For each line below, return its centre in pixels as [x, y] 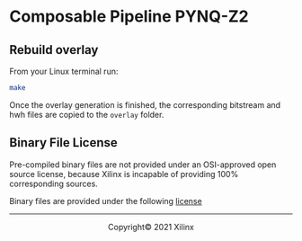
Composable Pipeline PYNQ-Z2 [129, 17]
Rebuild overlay [54, 50]
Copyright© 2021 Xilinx [151, 227]
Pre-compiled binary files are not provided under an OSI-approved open [143, 165]
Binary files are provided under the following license [106, 201]
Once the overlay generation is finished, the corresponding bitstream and [145, 104]
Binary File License [64, 143]
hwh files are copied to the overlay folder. [87, 114]
